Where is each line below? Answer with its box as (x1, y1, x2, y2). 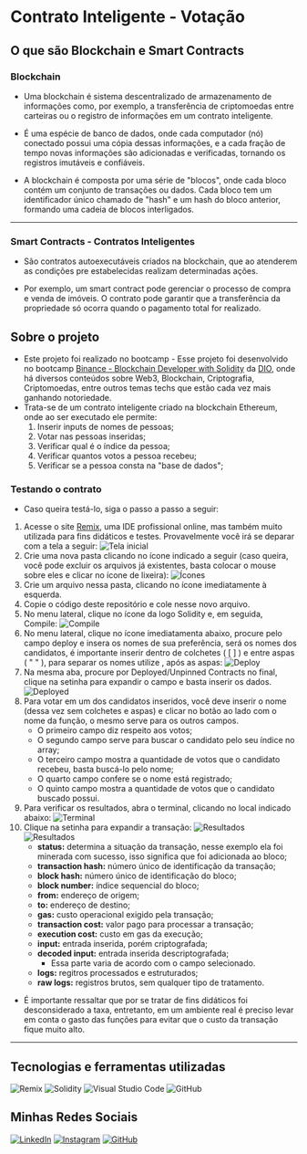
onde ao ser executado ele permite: (23, 411, 158, 422)
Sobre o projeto (10, 329, 99, 344)
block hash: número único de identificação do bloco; (36, 870, 237, 882)
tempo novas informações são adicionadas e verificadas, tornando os (23, 147, 286, 158)
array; (36, 744, 60, 755)
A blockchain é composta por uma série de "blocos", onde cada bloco (23, 174, 287, 185)
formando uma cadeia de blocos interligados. (23, 204, 195, 215)
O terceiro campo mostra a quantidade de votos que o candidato (36, 754, 281, 765)
